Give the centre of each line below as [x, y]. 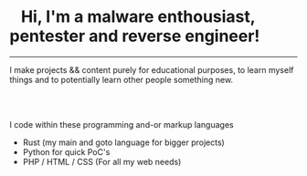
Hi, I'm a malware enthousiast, [138, 17]
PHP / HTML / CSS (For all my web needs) [102, 161]
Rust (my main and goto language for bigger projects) [124, 142]
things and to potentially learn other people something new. [122, 79]
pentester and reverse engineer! [135, 36]
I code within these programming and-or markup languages [122, 124]
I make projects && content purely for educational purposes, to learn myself [152, 69]
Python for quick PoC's [66, 151]
